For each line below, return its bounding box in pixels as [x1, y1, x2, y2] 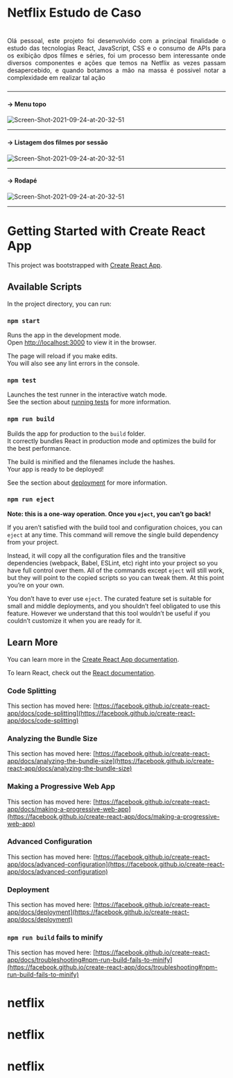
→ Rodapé [7, 176, 37, 185]
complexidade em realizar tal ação [7, 74, 105, 82]
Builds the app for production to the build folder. [7, 429, 146, 438]
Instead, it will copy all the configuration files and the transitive [7, 551, 186, 560]
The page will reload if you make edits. [7, 351, 118, 360]
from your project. [7, 538, 59, 546]
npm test [7, 376, 37, 384]
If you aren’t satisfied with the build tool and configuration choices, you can [7, 523, 223, 531]
